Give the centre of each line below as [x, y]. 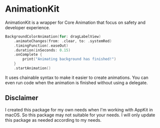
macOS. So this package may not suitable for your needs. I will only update [80, 115]
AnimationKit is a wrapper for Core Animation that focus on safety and [75, 22]
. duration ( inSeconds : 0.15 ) [42, 50]
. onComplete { [28, 55]
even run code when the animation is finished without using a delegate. [77, 82]
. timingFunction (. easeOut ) [41, 46]
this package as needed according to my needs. [53, 120]
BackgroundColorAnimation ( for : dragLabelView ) [53, 37]
